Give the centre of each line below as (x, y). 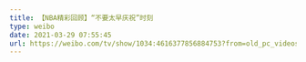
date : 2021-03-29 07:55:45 (61, 35)
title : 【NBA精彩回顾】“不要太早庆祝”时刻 (82, 18)
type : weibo (32, 26)
